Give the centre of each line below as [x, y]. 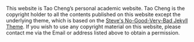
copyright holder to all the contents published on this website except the [93, 14]
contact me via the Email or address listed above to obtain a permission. [93, 33]
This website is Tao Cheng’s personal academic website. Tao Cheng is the [96, 8]
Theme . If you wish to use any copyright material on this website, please [93, 26]
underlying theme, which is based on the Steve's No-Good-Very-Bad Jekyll [97, 20]
